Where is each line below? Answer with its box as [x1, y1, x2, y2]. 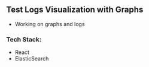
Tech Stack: [6, 35, 42, 43]
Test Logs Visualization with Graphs [6, 5, 144, 15]
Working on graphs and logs [14, 20, 85, 27]
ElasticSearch [14, 55, 49, 62]
